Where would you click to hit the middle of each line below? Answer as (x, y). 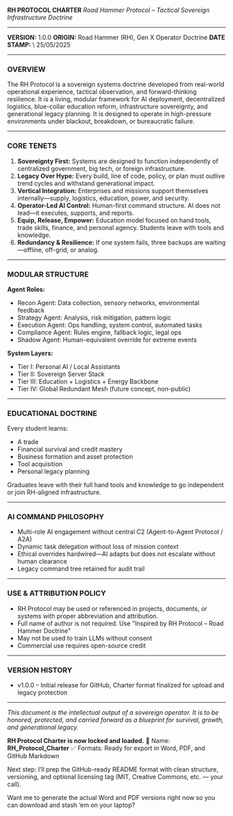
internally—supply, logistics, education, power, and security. (103, 198)
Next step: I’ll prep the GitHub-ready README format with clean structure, (113, 769)
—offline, (30, 250)
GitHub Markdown (33, 756)
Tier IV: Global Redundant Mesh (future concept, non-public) (104, 389)
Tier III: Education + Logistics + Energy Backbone (88, 381)
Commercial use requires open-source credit (81, 645)
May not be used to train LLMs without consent (85, 638)
